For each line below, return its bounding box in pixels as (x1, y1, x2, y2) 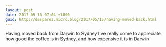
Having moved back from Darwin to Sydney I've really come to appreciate (5, 31, 161, 37)
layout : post (5, 7, 33, 13)
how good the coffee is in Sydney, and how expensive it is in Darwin (5, 36, 149, 42)
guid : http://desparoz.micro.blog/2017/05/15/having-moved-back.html (5, 17, 157, 22)
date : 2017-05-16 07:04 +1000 (5, 12, 70, 17)
